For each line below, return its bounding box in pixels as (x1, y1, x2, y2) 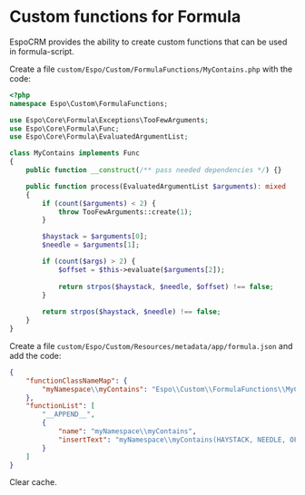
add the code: (9, 350, 62, 361)
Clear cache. (9, 477, 57, 488)
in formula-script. (9, 45, 74, 56)
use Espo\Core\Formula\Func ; (9, 124, 120, 133)
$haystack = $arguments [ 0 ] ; (42, 232, 148, 241)
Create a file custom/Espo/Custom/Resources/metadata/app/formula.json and (9, 340, 293, 351)
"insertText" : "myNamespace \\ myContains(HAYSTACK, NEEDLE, (57, 435, 286, 444)
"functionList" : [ (25, 402, 95, 411)
